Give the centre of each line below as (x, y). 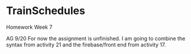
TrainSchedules (46, 11)
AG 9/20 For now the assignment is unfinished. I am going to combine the (96, 38)
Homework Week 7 (29, 27)
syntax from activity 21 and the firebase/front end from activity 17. (86, 45)
